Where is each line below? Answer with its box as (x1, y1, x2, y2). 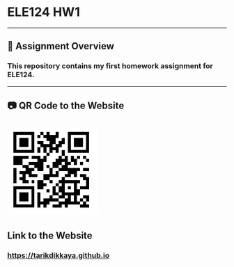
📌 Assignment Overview (7, 40, 115, 52)
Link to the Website (7, 229, 93, 241)
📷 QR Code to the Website (7, 100, 125, 112)
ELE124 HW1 (7, 4, 80, 20)
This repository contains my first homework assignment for (7, 61, 214, 71)
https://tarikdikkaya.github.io (7, 250, 110, 260)
